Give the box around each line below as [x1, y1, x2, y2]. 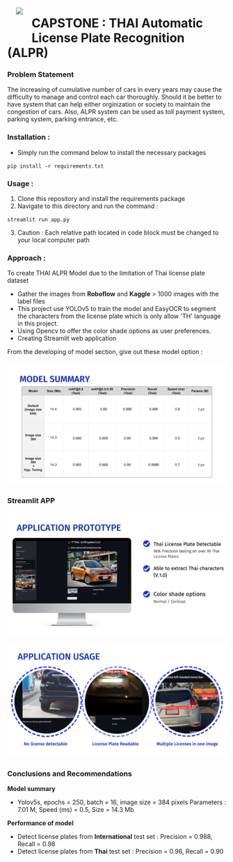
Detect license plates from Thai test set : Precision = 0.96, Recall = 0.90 [17, 847, 224, 856]
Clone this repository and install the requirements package [17, 195, 186, 203]
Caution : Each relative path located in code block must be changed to [17, 228, 219, 237]
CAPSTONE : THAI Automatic [31, 15, 204, 31]
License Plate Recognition [31, 30, 185, 46]
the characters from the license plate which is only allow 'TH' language [17, 312, 221, 321]
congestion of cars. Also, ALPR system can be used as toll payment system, [7, 108, 225, 116]
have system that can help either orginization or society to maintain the [7, 100, 211, 109]
